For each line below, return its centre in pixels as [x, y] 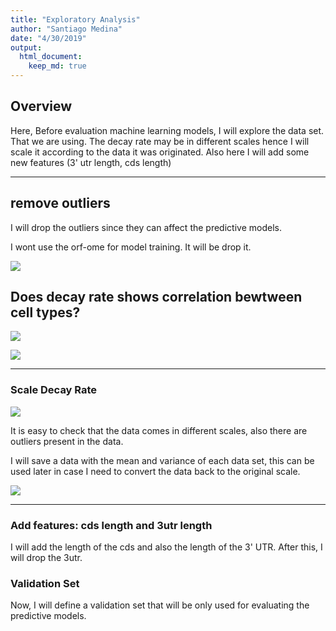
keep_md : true [57, 66]
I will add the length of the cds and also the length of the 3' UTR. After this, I [166, 547]
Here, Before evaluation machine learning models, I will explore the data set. [167, 130]
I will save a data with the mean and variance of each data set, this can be [162, 460]
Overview [41, 106]
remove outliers [60, 203]
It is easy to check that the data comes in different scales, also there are [159, 430]
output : [26, 47]
